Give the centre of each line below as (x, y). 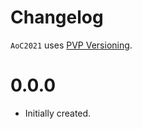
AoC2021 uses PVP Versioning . (71, 45)
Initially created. (58, 113)
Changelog (57, 17)
